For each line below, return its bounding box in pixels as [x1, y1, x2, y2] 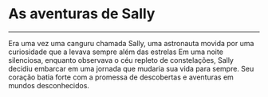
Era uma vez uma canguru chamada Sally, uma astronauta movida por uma [8, 38, 254, 48]
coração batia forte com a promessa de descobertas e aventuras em [8, 72, 234, 82]
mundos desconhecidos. [8, 80, 90, 90]
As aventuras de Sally [8, 5, 156, 23]
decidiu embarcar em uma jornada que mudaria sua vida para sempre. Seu [8, 64, 254, 73]
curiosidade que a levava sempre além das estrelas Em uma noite [8, 47, 223, 56]
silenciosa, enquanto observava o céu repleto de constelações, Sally [8, 55, 234, 64]
